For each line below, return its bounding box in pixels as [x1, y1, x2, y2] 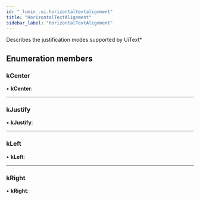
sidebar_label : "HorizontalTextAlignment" [6, 20, 113, 26]
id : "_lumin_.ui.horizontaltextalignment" [6, 8, 113, 15]
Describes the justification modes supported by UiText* [6, 36, 143, 44]
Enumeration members [6, 53, 93, 63]
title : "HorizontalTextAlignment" [6, 14, 92, 20]
